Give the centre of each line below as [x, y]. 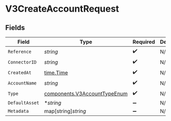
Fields [15, 28]
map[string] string [65, 111]
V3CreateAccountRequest [62, 9]
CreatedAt [20, 72]
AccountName [22, 83]
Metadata [18, 111]
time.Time [56, 73]
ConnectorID [22, 62]
